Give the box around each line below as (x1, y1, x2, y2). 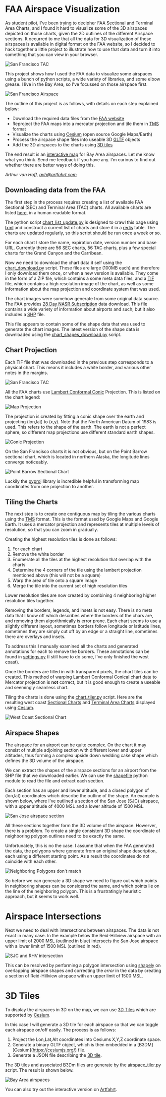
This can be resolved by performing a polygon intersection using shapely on (5, 963, 161, 968)
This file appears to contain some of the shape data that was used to (5, 321, 146, 327)
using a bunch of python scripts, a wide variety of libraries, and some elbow (5, 76, 161, 82)
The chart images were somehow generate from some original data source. (5, 295, 160, 301)
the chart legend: (5, 394, 41, 400)
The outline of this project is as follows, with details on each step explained (5, 100, 159, 106)
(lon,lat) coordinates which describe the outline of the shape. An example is (5, 793, 160, 799)
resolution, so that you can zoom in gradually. (5, 527, 98, 533)
